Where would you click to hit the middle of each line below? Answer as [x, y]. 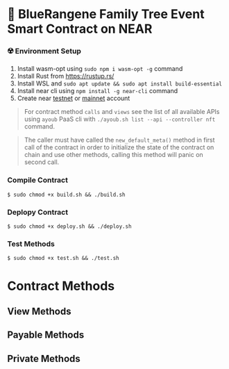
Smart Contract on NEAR [80, 29]
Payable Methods [46, 335]
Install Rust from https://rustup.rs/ [66, 76]
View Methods [39, 311]
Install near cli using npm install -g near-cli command [97, 91]
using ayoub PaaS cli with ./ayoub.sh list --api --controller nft [120, 119]
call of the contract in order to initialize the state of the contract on [119, 147]
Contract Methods [61, 286]
